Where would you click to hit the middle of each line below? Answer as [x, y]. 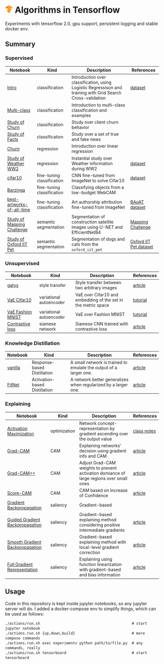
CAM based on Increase [103, 490]
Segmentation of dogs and [98, 239]
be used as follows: [25, 614]
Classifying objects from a [98, 188]
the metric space [92, 305]
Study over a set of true [95, 134]
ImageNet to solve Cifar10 [98, 180]
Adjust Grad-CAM [98, 463]
